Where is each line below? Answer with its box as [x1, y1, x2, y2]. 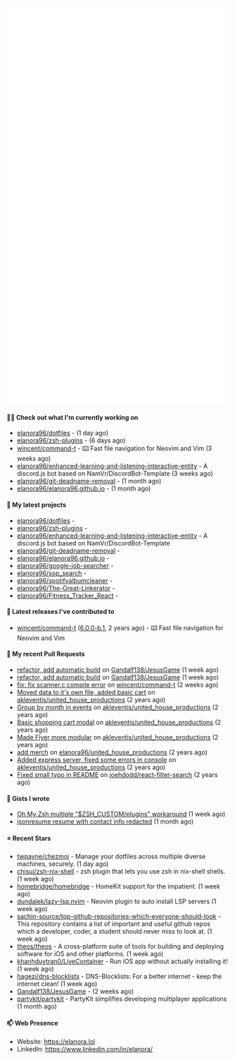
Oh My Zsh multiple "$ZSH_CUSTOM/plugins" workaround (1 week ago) [16, 810, 226, 819]
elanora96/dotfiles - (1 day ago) [16, 429, 109, 438]
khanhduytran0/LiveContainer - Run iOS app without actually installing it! [16, 957, 228, 965]
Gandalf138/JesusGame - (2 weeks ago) [16, 987, 134, 996]
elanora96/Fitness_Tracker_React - [16, 591, 119, 600]
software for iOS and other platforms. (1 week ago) [16, 950, 164, 958]
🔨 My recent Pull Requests [6, 650, 85, 658]
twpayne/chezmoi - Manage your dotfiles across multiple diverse [16, 853, 206, 861]
